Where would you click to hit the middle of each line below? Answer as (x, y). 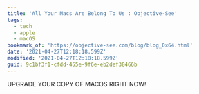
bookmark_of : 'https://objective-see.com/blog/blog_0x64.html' (100, 45)
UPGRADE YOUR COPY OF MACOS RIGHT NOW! (77, 84)
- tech (23, 26)
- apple (25, 33)
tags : (15, 20)
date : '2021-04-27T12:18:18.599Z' (57, 52)
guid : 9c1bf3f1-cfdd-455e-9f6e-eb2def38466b (72, 64)
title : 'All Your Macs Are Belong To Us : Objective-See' (92, 13)
